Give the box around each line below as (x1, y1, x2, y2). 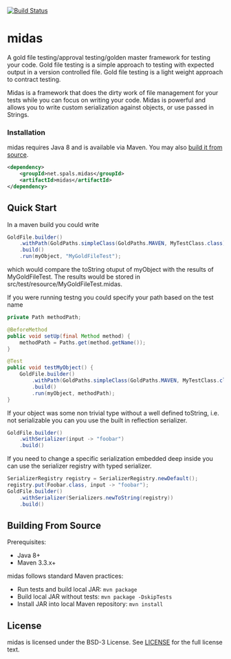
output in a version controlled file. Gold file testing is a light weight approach (7, 67, 223, 76)
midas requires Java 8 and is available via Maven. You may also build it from (7, 143, 223, 151)
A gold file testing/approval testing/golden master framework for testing (7, 53, 211, 61)
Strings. (7, 110, 30, 118)
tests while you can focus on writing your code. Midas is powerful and (7, 96, 206, 104)
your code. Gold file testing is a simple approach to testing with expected (7, 61, 214, 69)
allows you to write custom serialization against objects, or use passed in (7, 103, 214, 111)
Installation (7, 127, 46, 137)
